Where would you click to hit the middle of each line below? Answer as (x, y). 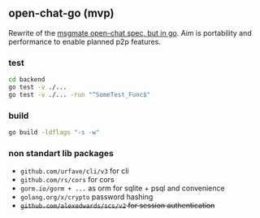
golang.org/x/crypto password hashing (87, 197)
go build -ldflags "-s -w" (54, 133)
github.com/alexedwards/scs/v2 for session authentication (117, 206)
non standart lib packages (61, 153)
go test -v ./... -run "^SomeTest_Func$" (80, 94)
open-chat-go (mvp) (62, 13)
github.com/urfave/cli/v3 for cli (74, 171)
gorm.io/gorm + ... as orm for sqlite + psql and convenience (122, 188)
